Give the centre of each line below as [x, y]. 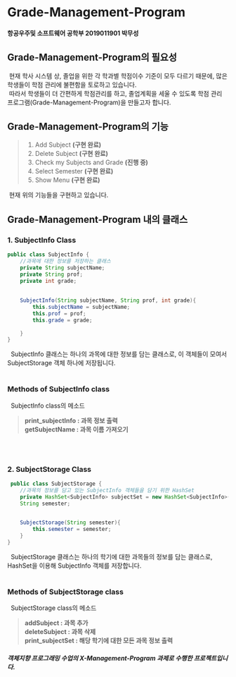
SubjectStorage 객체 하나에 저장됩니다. [61, 363]
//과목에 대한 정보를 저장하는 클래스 [65, 261]
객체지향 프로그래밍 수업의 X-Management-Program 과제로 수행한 [100, 658]
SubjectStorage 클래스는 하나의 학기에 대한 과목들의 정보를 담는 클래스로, [111, 556]
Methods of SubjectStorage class [66, 592]
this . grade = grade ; [63, 320]
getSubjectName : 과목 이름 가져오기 [76, 429]
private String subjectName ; [63, 268]
